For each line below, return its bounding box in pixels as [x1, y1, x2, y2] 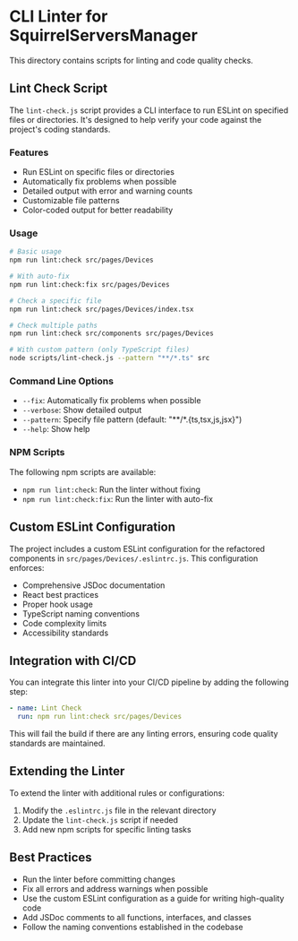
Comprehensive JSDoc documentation [21, 580, 166, 591]
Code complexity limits [21, 617, 107, 628]
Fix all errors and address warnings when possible [21, 883, 209, 894]
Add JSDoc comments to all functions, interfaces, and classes [21, 911, 252, 922]
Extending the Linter [9, 764, 125, 779]
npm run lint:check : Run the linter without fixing [21, 484, 201, 495]
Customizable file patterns [21, 195, 120, 206]
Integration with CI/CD [9, 652, 137, 669]
